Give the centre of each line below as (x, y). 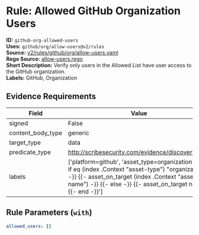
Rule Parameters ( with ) (49, 213)
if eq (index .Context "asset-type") (117, 169)
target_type (25, 142)
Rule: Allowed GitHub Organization (93, 11)
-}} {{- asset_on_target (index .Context (122, 176)
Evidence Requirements (51, 96)
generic (79, 133)
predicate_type (30, 152)
